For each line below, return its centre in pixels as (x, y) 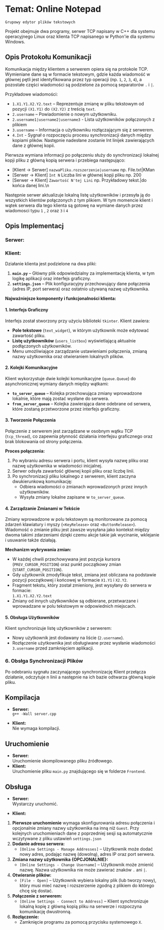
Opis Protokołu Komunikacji (48, 57)
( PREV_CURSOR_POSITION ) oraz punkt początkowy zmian (67, 564)
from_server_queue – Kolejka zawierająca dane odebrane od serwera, (82, 403)
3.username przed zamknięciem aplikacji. (53, 648)
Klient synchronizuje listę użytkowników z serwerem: (58, 628)
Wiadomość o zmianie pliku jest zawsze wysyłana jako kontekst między (77, 530)
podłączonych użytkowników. (42, 346)
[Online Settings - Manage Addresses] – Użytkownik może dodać (86, 849)
